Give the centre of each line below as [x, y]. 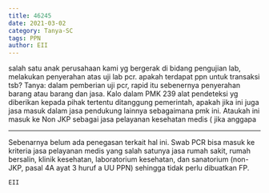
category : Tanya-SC [41, 30]
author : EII [28, 46]
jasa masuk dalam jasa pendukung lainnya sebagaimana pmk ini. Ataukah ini [134, 111]
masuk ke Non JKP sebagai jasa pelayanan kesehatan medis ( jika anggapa [132, 119]
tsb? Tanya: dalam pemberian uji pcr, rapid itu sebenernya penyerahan [124, 86]
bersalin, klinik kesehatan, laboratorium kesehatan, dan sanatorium [118, 159]
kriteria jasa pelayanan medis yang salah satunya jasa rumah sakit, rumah [129, 151]
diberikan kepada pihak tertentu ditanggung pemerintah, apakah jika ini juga [134, 103]
